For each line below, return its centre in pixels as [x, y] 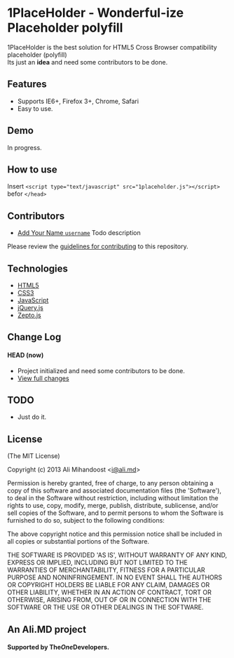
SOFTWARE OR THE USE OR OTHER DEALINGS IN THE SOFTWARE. [105, 607]
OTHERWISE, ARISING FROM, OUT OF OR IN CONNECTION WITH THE [109, 600]
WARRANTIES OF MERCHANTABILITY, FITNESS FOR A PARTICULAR [106, 570]
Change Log [34, 337]
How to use [32, 169]
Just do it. [32, 417]
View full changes [43, 378]
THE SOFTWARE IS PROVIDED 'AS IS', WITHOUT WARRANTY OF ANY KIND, [117, 555]
